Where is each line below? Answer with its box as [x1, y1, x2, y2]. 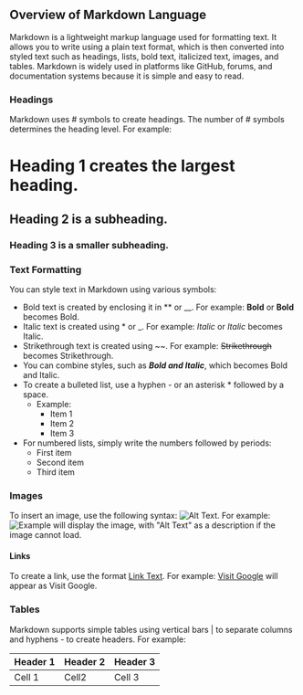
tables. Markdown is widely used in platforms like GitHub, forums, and [9, 60, 273, 71]
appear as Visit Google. [9, 580, 98, 592]
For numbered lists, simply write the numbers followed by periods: [22, 437, 272, 448]
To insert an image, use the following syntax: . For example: [9, 511, 271, 521]
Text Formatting [9, 263, 82, 276]
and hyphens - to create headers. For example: [9, 634, 186, 645]
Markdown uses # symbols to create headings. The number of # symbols [9, 114, 285, 125]
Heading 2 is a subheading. [9, 211, 168, 226]
